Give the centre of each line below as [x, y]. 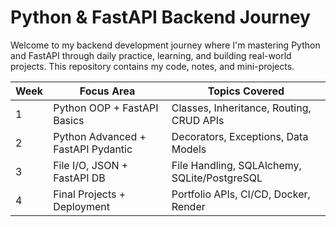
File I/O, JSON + [91, 165]
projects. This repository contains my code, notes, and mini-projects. [152, 66]
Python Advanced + [100, 136]
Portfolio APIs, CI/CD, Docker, [241, 194]
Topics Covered [246, 91]
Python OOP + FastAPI [106, 108]
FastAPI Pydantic [93, 149]
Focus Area [107, 91]
